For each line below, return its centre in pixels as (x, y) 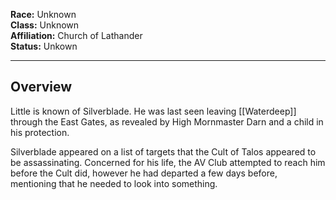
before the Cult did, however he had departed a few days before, (144, 173)
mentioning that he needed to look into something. (114, 183)
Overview (41, 87)
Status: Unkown (44, 46)
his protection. (40, 132)
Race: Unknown (43, 14)
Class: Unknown (45, 25)
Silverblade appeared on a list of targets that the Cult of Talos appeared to (163, 151)
